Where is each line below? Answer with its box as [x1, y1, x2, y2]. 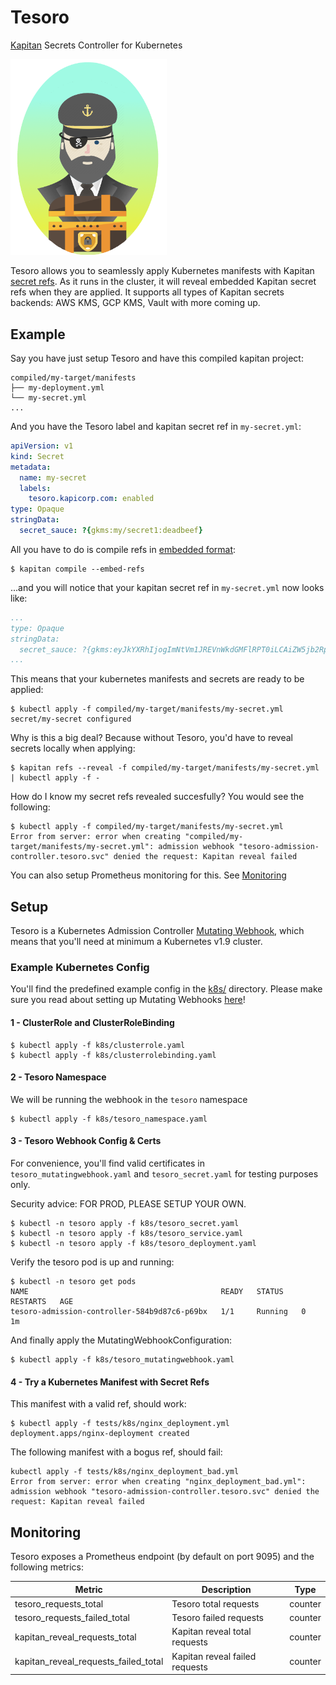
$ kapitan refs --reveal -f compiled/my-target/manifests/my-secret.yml [10, 763, 320, 773]
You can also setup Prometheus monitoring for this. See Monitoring [10, 869, 287, 881]
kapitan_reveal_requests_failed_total [14, 1656, 164, 1668]
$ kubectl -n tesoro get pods [10, 1277, 137, 1287]
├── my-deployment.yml [10, 383, 105, 393]
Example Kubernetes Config [10, 961, 150, 975]
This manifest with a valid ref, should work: [10, 1398, 187, 1410]
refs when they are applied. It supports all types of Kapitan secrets [10, 286, 285, 298]
